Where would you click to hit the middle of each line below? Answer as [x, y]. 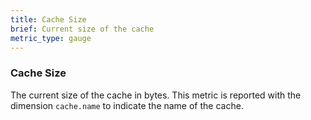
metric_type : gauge [51, 38]
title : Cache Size [48, 19]
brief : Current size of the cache [82, 29]
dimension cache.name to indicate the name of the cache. [127, 105]
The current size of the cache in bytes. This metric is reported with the [156, 95]
